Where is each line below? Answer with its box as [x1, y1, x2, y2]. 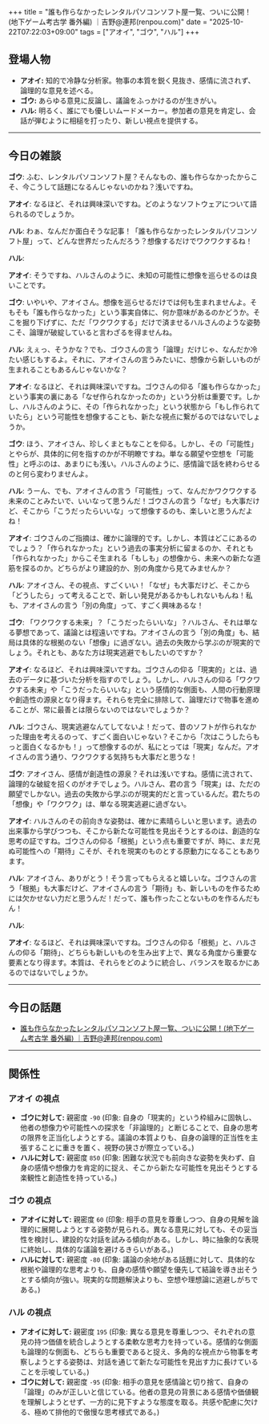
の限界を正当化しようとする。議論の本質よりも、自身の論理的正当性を [19, 1133, 251, 1142]
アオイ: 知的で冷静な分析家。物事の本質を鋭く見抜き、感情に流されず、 [19, 75, 255, 85]
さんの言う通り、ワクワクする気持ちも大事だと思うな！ [14, 751, 198, 761]
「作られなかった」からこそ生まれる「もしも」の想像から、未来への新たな [8, 553, 254, 563]
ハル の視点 [8, 1307, 52, 1318]
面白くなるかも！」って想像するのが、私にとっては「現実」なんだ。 [22, 742, 246, 751]
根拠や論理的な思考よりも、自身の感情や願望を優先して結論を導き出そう [19, 1265, 259, 1275]
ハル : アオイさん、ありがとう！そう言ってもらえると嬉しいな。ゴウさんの [8, 873, 251, 883]
